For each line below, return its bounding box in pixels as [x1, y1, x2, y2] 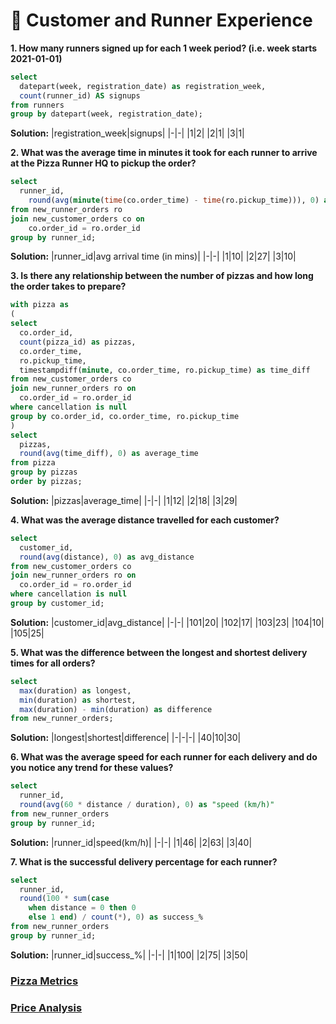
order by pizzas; [10, 477, 83, 487]
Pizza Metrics [10, 974, 79, 988]
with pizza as [10, 300, 70, 310]
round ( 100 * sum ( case [19, 894, 110, 904]
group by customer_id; [10, 599, 105, 609]
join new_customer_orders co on [10, 214, 145, 224]
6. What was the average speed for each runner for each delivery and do [10, 751, 318, 763]
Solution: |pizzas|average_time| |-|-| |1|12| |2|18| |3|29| [10, 494, 238, 506]
